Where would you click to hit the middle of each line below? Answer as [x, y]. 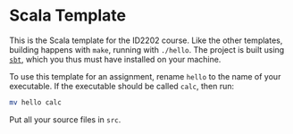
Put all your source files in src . [65, 119]
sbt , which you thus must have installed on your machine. [115, 59]
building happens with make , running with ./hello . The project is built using [147, 49]
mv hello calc [36, 102]
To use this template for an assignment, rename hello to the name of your [145, 76]
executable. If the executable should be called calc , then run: [122, 86]
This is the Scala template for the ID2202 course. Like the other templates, [146, 40]
